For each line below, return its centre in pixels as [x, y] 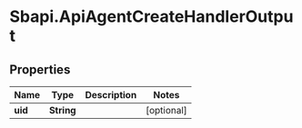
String [62, 110]
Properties [40, 69]
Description [111, 95]
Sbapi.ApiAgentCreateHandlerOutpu [151, 17]
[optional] [166, 110]
